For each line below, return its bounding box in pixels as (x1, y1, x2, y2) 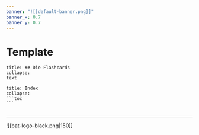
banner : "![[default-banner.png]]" (6, 8, 94, 15)
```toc (6, 96, 23, 102)
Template (6, 45, 53, 59)
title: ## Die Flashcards (6, 65, 70, 71)
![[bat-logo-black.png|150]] (6, 122, 73, 129)
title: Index (6, 85, 38, 92)
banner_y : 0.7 (6, 20, 41, 25)
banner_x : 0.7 (6, 14, 41, 20)
